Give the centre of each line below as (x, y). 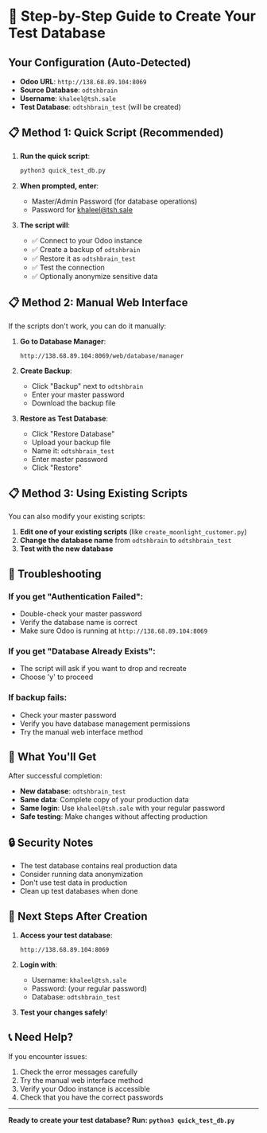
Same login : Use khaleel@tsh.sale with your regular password (122, 808)
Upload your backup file (71, 442)
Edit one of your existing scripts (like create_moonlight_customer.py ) (133, 532)
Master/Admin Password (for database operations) (114, 201)
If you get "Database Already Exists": (82, 651)
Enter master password (70, 459)
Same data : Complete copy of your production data (104, 800)
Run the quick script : (54, 156)
